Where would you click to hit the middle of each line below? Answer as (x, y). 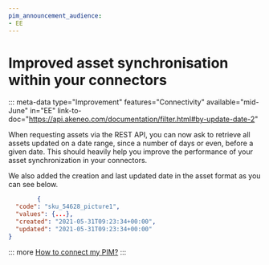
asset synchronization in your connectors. (78, 161)
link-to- (69, 111)
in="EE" (43, 111)
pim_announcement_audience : (55, 16)
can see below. (33, 185)
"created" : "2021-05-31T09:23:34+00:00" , (86, 222)
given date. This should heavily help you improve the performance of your (130, 152)
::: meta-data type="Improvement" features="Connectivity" (106, 102)
